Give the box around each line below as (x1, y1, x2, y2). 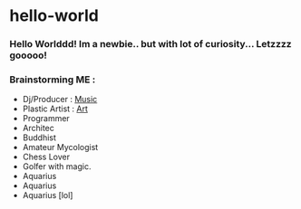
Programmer (22, 113, 70, 124)
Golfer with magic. (22, 161, 92, 172)
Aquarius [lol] (22, 190, 73, 201)
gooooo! (9, 49, 48, 62)
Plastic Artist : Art (22, 103, 89, 114)
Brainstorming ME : (9, 73, 96, 86)
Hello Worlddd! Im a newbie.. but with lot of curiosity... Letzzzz (9, 38, 292, 51)
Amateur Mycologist (22, 142, 99, 153)
